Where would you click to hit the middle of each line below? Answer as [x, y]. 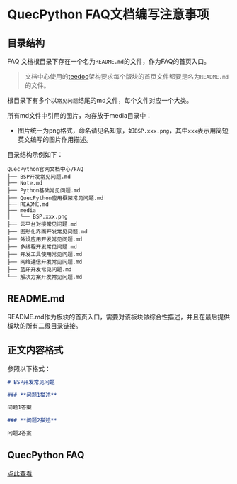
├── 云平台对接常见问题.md [42, 224]
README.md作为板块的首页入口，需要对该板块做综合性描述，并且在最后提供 [119, 317]
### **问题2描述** [32, 420]
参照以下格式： [29, 368]
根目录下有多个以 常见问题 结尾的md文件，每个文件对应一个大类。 [100, 100]
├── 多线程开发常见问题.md [42, 247]
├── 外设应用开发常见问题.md [45, 239]
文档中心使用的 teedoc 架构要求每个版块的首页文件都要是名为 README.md [126, 76]
